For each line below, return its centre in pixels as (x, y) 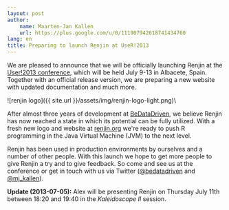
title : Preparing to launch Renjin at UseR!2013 (78, 45)
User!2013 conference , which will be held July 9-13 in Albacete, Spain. (107, 72)
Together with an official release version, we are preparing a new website (111, 80)
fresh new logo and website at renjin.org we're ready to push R (96, 128)
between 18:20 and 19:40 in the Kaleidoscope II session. (87, 199)
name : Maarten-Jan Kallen (57, 26)
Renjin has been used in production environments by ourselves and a (105, 149)
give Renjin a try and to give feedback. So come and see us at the (100, 164)
